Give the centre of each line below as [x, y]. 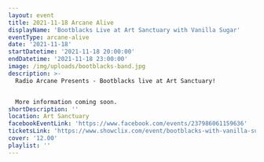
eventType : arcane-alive [49, 37]
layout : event [31, 15]
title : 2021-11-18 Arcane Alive [61, 23]
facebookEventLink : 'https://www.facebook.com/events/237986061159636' [128, 124]
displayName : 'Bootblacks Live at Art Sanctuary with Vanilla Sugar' [125, 30]
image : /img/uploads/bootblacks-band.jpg [77, 67]
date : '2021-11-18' [40, 45]
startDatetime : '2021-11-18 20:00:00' [71, 52]
